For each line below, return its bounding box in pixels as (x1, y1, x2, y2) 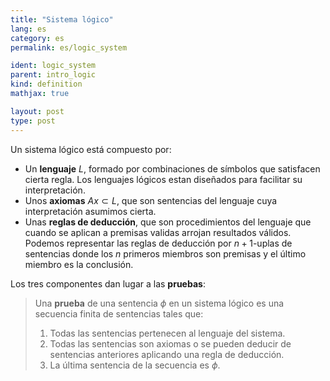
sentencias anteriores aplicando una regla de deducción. (49, 348, 285, 360)
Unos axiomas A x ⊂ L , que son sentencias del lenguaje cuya (24, 194, 278, 206)
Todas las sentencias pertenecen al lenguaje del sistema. (49, 327, 286, 339)
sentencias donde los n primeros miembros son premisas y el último (24, 247, 307, 260)
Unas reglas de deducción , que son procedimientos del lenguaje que (24, 216, 312, 228)
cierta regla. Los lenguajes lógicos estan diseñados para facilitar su (24, 173, 303, 185)
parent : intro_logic (10, 70, 97, 80)
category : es (10, 33, 65, 43)
